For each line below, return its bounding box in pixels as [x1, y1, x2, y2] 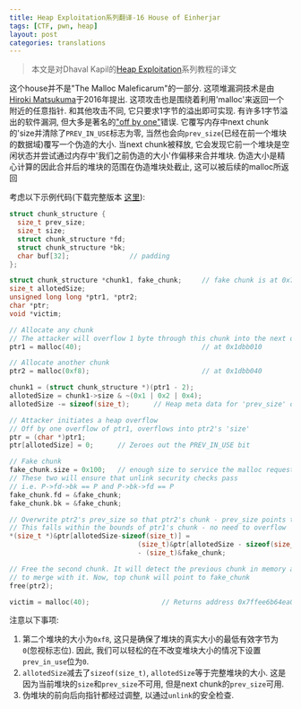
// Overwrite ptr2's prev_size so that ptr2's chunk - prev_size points [9, 515, 287, 524]
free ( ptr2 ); [9, 581, 54, 591]
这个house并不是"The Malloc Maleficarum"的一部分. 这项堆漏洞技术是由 [9, 83, 275, 94]
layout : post [9, 30, 58, 39]
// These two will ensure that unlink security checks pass [9, 474, 239, 483]
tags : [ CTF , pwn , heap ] [9, 22, 99, 31]
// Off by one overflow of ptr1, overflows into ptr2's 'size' [9, 424, 251, 433]
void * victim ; [9, 309, 63, 319]
